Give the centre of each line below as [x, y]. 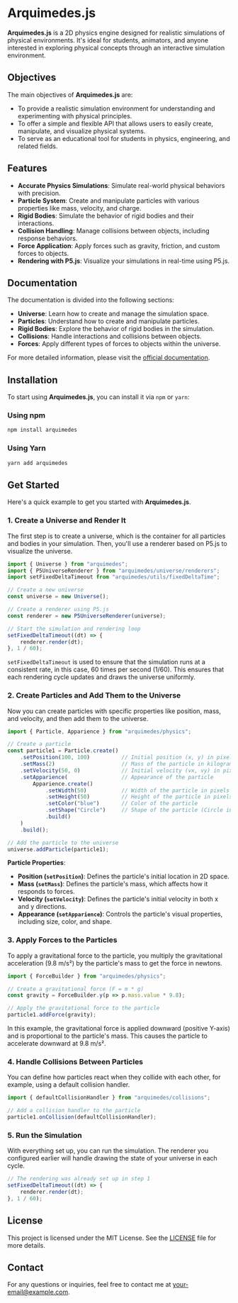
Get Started [33, 485]
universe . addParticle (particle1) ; [58, 849]
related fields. [38, 146]
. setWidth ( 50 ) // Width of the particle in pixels [137, 790]
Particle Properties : [36, 863]
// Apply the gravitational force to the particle [84, 1008]
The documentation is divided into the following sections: [91, 300]
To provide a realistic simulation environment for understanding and [116, 108]
